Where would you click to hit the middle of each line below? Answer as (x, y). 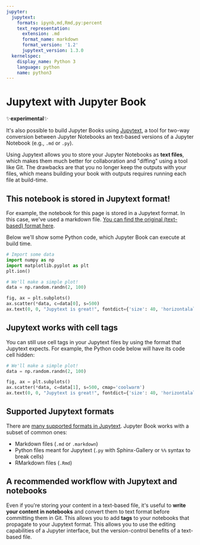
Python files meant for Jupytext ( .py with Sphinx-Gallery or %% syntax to (103, 450)
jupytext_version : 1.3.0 (53, 51)
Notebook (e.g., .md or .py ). (40, 143)
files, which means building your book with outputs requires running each (96, 174)
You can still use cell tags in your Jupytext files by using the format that (94, 342)
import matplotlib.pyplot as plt (48, 266)
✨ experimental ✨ (27, 119)
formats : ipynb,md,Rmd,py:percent (60, 23)
